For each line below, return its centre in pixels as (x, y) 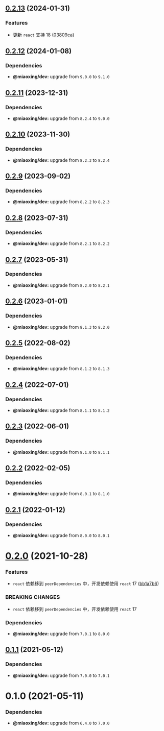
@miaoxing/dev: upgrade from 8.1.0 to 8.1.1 (61, 452)
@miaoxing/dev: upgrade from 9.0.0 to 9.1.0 (61, 77)
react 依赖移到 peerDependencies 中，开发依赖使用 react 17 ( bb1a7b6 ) (86, 583)
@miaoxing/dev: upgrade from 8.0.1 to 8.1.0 (61, 494)
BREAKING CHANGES (33, 597)
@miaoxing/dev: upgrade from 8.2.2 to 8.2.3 (61, 202)
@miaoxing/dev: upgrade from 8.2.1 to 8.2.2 (61, 243)
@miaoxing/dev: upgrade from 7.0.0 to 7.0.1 (61, 675)
